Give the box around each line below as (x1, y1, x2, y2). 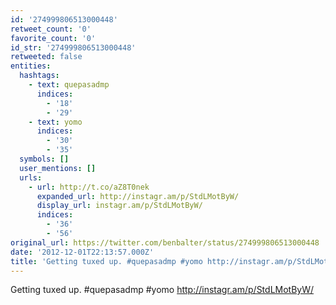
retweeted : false (10, 52, 83, 62)
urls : (19, 172, 43, 183)
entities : (10, 61, 52, 71)
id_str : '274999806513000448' (10, 42, 137, 53)
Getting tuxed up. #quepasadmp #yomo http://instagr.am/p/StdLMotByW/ (10, 284, 315, 296)
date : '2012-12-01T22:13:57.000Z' (10, 247, 155, 257)
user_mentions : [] (19, 163, 97, 173)
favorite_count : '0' (10, 33, 97, 43)
